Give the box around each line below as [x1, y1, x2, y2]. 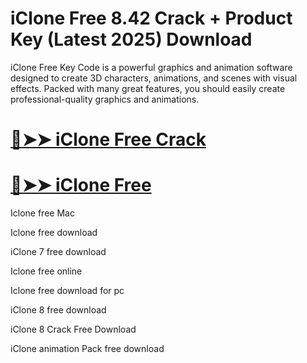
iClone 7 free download [10, 246, 107, 258]
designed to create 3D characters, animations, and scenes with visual [10, 72, 298, 84]
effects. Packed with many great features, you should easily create [10, 82, 286, 94]
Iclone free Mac [10, 207, 75, 219]
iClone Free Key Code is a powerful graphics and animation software [10, 61, 293, 73]
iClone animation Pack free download [10, 343, 165, 355]
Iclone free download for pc [10, 285, 125, 297]
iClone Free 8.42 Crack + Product [10, 7, 293, 30]
